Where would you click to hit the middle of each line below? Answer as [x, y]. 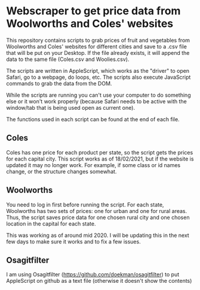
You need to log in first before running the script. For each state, [85, 205]
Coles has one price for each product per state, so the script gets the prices [100, 152]
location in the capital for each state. [51, 223]
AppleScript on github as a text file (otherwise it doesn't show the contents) [99, 281]
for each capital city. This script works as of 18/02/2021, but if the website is [100, 159]
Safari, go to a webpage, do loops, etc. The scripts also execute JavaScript [99, 77]
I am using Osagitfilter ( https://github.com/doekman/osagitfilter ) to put [93, 274]
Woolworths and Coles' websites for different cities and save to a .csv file [96, 47]
